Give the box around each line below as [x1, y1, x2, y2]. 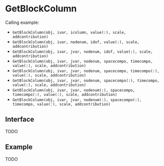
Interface [5, 115, 34, 124]
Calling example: [5, 19, 39, 25]
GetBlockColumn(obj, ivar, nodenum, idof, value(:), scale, [12, 39, 140, 45]
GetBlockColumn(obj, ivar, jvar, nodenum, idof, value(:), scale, [12, 49, 153, 54]
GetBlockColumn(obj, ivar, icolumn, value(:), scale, [12, 30, 126, 35]
